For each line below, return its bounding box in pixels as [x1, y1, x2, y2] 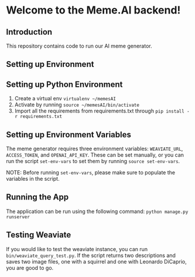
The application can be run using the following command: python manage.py [6, 208, 189, 215]
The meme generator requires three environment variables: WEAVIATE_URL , [6, 145, 183, 153]
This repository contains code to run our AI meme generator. [6, 42, 152, 49]
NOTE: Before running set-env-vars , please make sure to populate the [6, 169, 176, 176]
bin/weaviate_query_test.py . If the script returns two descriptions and [6, 252, 176, 259]
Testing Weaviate [6, 230, 71, 240]
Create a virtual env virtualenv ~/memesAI [14, 95, 116, 102]
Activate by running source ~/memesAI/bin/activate [14, 101, 139, 109]
